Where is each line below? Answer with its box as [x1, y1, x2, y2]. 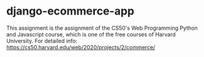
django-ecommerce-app [6, 4, 135, 18]
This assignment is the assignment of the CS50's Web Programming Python [6, 24, 198, 32]
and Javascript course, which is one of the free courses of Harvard [6, 30, 176, 38]
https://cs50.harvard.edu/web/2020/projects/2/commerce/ [6, 44, 156, 51]
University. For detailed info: [6, 37, 78, 44]
